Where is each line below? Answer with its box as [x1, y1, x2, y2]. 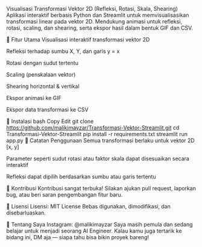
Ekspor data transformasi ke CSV [6, 106, 89, 113]
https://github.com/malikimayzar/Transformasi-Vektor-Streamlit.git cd [6, 124, 180, 131]
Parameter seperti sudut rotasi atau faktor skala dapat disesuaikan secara [6, 155, 190, 162]
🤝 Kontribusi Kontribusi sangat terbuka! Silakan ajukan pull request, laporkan [6, 185, 196, 192]
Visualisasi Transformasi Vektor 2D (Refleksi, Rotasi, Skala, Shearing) [6, 5, 178, 12]
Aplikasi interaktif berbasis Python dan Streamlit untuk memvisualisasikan [6, 11, 189, 19]
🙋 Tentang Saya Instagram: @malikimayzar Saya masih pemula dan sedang [6, 221, 193, 228]
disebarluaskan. [6, 209, 46, 216]
